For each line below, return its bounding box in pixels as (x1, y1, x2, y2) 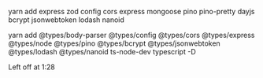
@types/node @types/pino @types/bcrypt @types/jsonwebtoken (8, 39, 220, 48)
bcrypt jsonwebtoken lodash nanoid (8, 15, 124, 24)
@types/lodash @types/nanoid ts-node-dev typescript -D (8, 47, 197, 56)
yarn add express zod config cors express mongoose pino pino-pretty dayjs (8, 7, 255, 16)
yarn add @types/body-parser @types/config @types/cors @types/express (8, 31, 255, 39)
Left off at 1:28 (8, 62, 55, 72)
